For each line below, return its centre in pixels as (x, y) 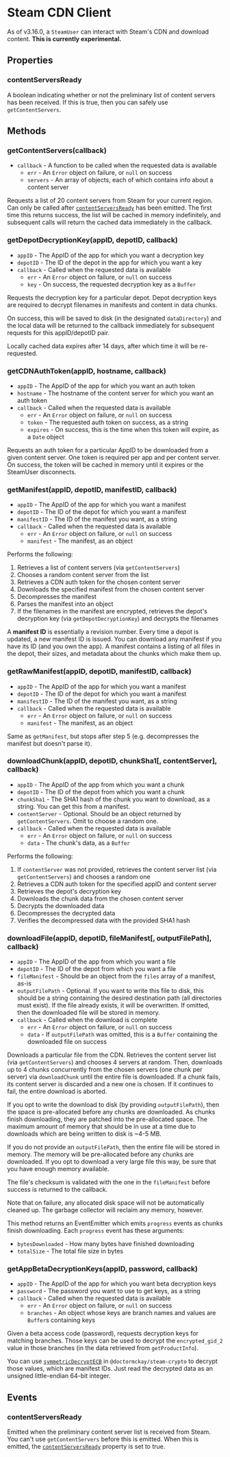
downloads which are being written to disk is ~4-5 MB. (85, 1134)
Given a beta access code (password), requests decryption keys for (103, 1334)
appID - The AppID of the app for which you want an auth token (106, 386)
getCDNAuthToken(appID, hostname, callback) (87, 371)
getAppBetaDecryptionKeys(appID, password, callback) (103, 1269)
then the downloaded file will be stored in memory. (89, 1013)
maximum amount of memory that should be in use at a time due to (102, 1127)
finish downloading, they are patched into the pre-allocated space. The (107, 1119)
